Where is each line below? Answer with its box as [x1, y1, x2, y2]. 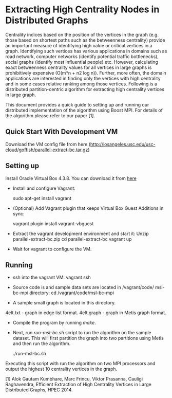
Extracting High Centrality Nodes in [5, 4, 160, 15]
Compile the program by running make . [12, 320, 96, 326]
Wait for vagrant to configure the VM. [12, 246, 92, 252]
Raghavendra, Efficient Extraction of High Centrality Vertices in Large [5, 382, 151, 388]
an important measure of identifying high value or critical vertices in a [5, 42, 152, 48]
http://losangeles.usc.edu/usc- [90, 141, 156, 147]
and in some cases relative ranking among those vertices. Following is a [5, 81, 158, 87]
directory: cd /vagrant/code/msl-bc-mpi [29, 290, 114, 296]
